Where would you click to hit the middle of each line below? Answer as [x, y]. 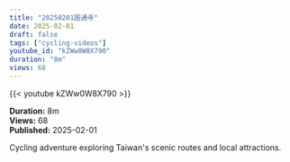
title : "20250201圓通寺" [54, 18]
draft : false [34, 34]
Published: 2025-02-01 [53, 130]
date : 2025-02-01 [42, 26]
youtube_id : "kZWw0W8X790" [60, 51]
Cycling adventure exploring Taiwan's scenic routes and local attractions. [145, 147]
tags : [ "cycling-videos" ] [58, 43]
